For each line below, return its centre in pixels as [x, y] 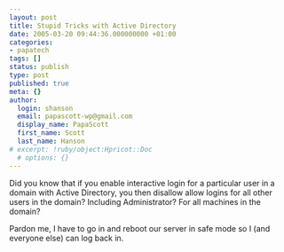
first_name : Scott [51, 133]
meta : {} [25, 91]
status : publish [39, 67]
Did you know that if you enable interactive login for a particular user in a [142, 183]
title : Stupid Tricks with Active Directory [93, 26]
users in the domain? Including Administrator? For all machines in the [135, 201]
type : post [29, 75]
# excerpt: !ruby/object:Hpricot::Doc [81, 149]
